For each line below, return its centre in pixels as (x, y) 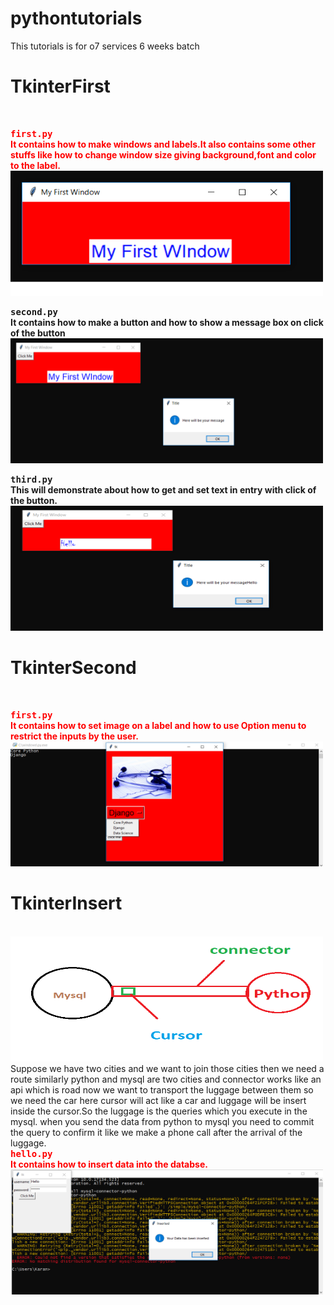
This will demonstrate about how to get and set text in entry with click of (163, 489)
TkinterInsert (66, 903)
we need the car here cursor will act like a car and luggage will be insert (158, 1100)
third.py (31, 479)
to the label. (35, 165)
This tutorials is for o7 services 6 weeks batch (105, 46)
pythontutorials (76, 18)
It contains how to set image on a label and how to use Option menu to (158, 725)
